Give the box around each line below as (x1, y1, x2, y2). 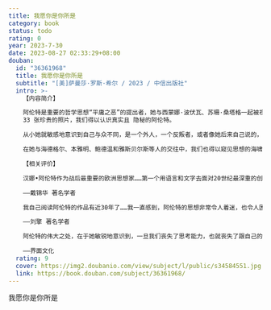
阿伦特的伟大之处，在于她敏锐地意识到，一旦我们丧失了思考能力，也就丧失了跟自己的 (23, 233, 264, 241)
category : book (8, 19, 60, 27)
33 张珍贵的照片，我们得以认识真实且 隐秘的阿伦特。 (23, 116, 176, 125)
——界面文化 (23, 247, 55, 255)
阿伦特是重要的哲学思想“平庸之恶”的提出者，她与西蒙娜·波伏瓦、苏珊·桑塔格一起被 (23, 109, 260, 117)
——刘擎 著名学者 (23, 218, 70, 226)
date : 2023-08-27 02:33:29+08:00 (8, 49, 121, 57)
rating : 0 (8, 34, 42, 43)
